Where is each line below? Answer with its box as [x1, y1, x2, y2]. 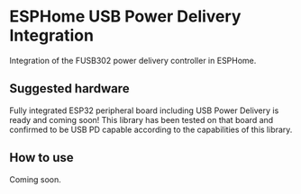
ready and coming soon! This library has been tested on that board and [9, 114, 274, 125]
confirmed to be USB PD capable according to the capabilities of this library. [9, 124, 293, 135]
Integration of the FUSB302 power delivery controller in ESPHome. [9, 55, 257, 66]
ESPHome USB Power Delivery [9, 6, 242, 27]
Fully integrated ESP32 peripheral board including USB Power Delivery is [9, 105, 279, 116]
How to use [9, 150, 74, 165]
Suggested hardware [9, 81, 130, 96]
